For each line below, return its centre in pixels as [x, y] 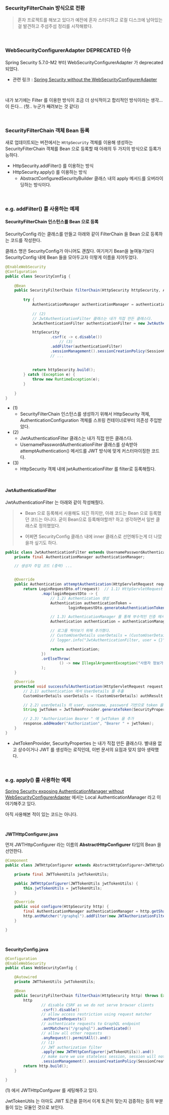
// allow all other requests [71, 1033]
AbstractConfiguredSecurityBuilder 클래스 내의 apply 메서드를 [83, 178]
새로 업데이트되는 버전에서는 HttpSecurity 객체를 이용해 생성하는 [69, 142]
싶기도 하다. [46, 543]
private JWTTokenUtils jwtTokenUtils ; [55, 982]
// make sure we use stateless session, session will [99, 1057]
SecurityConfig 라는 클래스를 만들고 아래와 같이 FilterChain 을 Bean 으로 [77, 234]
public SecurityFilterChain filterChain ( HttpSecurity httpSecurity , [88, 290]
